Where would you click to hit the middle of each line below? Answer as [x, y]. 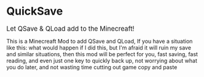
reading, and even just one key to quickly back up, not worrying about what [102, 61]
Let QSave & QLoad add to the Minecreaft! [70, 29]
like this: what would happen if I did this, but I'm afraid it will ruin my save [99, 48]
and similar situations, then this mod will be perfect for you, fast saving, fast [102, 54]
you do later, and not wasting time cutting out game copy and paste [92, 67]
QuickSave [35, 11]
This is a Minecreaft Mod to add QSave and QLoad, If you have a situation [100, 41]
